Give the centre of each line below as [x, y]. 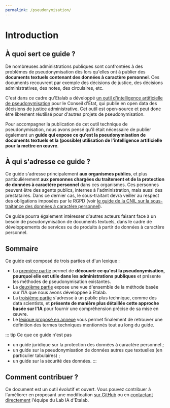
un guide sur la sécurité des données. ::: [55, 361]
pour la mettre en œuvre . [32, 145]
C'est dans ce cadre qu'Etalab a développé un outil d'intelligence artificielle [84, 98]
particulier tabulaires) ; [36, 355]
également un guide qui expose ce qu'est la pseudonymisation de [76, 135]
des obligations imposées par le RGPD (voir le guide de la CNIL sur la [77, 201]
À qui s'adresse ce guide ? [48, 162]
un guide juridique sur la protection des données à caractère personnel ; [88, 345]
